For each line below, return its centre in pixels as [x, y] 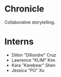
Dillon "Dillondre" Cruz [34, 55]
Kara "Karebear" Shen [33, 65]
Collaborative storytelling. [30, 22]
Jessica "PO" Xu [28, 70]
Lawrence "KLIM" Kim [33, 60]
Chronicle [24, 9]
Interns [19, 42]
